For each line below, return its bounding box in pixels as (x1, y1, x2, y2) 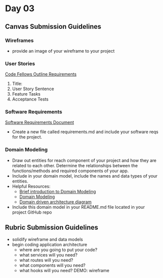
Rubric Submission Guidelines (5, 223, 98, 232)
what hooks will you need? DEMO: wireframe (19, 267, 109, 273)
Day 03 (5, 3, 35, 14)
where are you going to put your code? (19, 247, 97, 253)
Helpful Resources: (12, 183, 51, 189)
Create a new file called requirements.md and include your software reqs (12, 129, 159, 135)
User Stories (5, 60, 36, 67)
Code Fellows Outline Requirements (5, 71, 77, 77)
